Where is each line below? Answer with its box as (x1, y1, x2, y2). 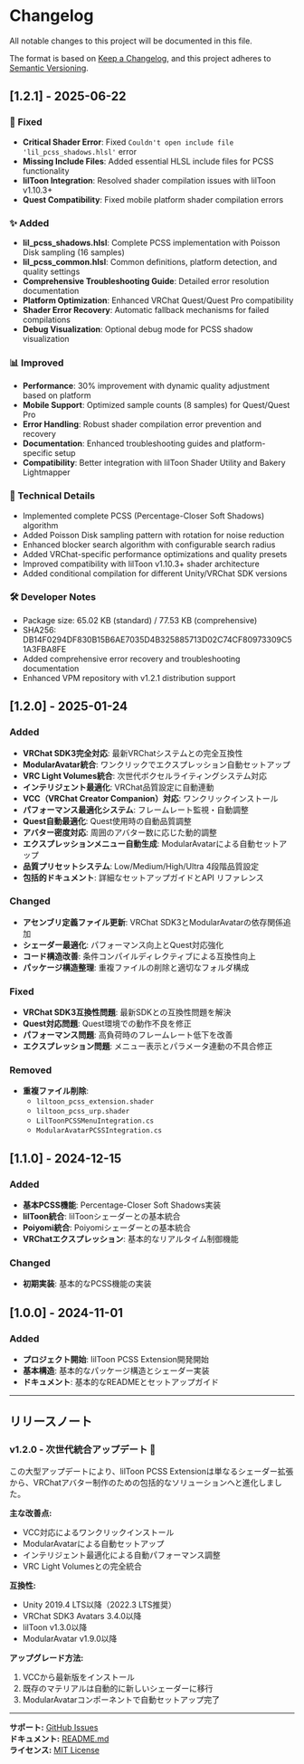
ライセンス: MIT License (9, 1744, 100, 1755)
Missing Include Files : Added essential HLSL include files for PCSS (22, 156, 274, 166)
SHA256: (22, 624, 57, 635)
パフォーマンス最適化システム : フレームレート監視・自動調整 (22, 804, 249, 815)
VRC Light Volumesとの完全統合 (22, 1560, 143, 1571)
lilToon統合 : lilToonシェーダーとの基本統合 (22, 1211, 181, 1222)
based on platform (22, 390, 92, 401)
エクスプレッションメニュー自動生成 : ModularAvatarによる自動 (22, 838, 256, 849)
